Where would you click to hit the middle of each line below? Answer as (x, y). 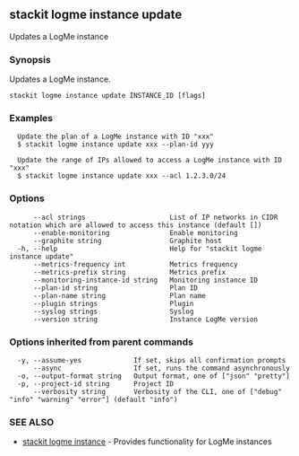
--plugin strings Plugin (113, 303)
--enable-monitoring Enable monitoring (136, 232)
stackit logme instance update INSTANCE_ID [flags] (107, 96)
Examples (31, 118)
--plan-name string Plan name (119, 295)
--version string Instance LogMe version (145, 319)
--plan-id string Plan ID (115, 288)
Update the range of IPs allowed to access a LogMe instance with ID (149, 161)
